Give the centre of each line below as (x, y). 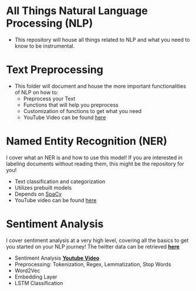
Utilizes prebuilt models (43, 187)
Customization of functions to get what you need (82, 111)
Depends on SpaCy (38, 194)
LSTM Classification (39, 283)
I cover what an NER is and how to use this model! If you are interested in (94, 157)
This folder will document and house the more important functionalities (100, 86)
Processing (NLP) (50, 23)
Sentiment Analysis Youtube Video (57, 258)
